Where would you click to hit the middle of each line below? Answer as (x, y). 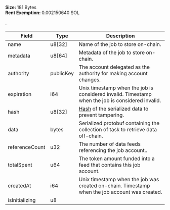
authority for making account (113, 73)
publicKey (62, 73)
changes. (90, 80)
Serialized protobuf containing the (119, 123)
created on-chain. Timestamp (114, 186)
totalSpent (20, 165)
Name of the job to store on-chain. (120, 44)
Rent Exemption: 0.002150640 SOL (42, 13)
